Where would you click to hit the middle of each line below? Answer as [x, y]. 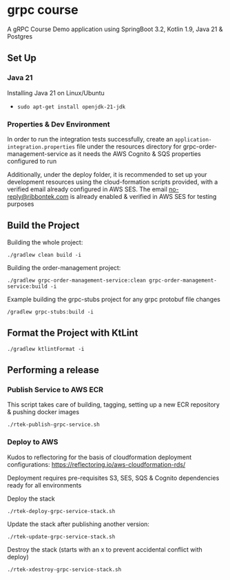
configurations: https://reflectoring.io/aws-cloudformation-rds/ [96, 464]
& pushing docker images [43, 412]
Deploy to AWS [33, 442]
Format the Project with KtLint [73, 333]
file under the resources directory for [129, 146]
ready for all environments [44, 485]
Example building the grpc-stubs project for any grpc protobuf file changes [114, 299]
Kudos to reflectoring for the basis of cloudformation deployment [100, 457]
